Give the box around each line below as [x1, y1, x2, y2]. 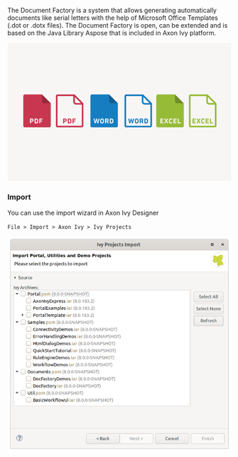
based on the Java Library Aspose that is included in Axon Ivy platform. [7, 28, 217, 37]
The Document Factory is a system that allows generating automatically [7, 6, 217, 14]
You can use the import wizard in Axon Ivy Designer [7, 208, 159, 217]
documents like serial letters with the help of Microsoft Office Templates [7, 14, 218, 22]
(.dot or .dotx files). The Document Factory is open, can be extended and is [7, 21, 228, 29]
